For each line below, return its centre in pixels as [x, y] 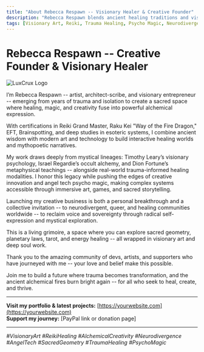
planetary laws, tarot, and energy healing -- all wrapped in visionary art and [101, 239]
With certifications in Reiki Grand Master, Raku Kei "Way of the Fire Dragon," [102, 126]
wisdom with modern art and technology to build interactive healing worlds [100, 139]
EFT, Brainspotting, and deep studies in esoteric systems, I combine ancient [101, 133]
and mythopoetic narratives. [42, 145]
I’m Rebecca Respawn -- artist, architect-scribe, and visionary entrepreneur [101, 95]
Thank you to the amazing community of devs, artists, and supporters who [100, 257]
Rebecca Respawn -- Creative [83, 53]
